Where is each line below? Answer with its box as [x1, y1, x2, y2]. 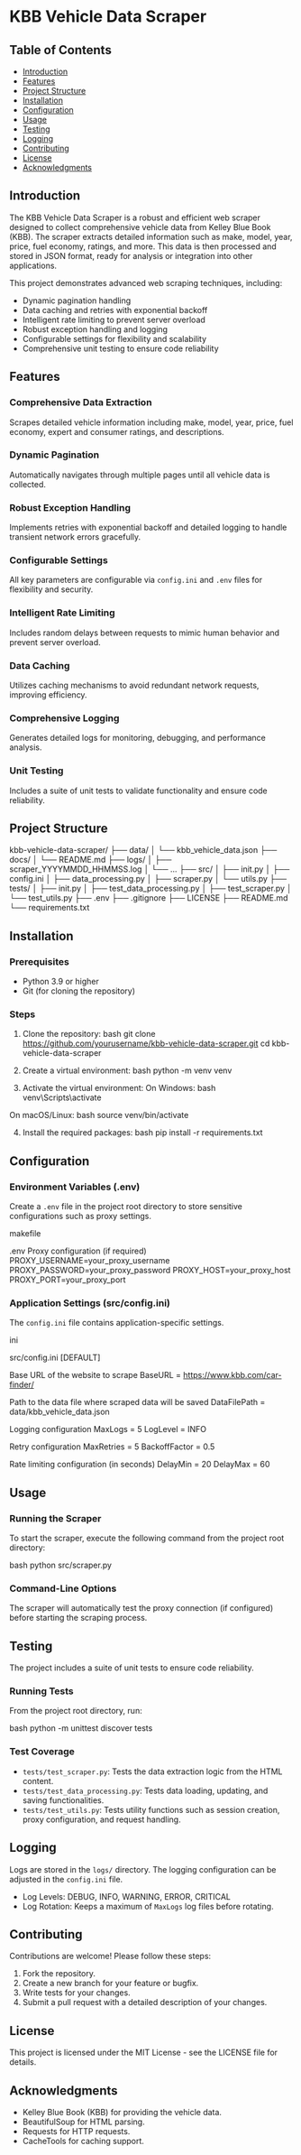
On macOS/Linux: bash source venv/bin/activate [9, 1110, 189, 1121]
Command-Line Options [9, 1582, 117, 1595]
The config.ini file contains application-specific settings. [9, 1318, 224, 1328]
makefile [9, 1228, 41, 1239]
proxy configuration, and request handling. [22, 1814, 182, 1825]
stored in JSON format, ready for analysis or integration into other [9, 250, 253, 261]
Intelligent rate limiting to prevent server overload [22, 314, 205, 325]
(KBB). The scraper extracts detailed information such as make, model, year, [9, 231, 293, 242]
